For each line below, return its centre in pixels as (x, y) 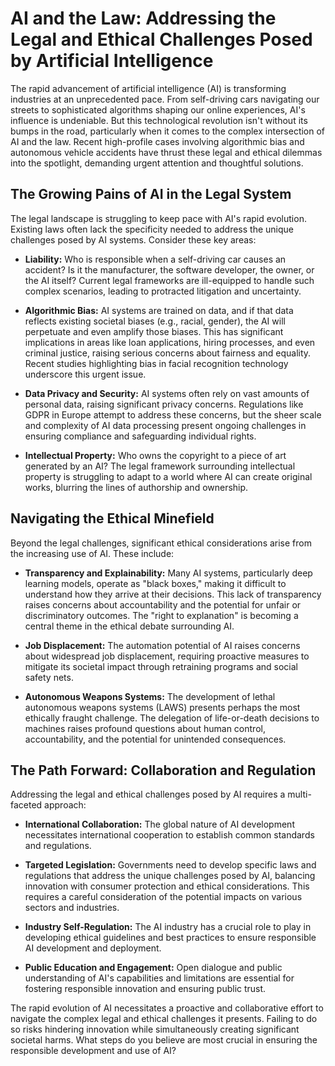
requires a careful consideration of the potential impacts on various (163, 897)
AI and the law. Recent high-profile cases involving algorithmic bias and (157, 141)
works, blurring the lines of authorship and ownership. (136, 487)
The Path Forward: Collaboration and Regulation (163, 770)
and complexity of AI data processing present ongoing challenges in (165, 425)
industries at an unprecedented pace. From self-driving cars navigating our (165, 99)
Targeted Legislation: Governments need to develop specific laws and (170, 865)
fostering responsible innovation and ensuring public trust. (145, 989)
